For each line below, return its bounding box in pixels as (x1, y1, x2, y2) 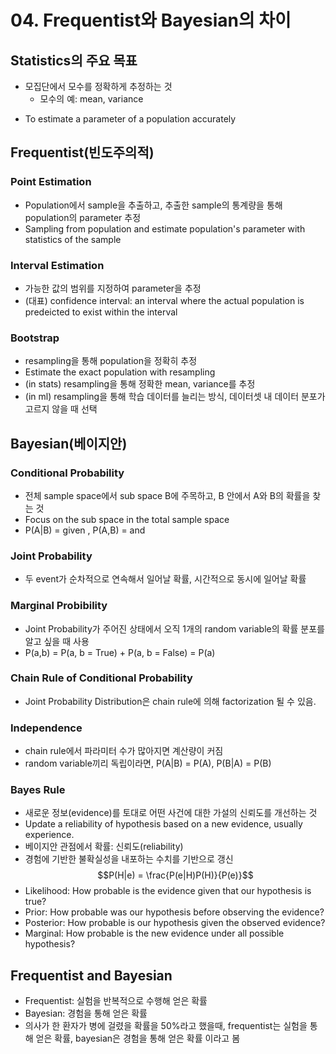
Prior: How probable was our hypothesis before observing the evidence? (24, 906, 325, 918)
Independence (10, 721, 83, 735)
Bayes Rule (10, 783, 66, 797)
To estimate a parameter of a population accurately (24, 113, 237, 125)
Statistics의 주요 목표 (10, 52, 138, 69)
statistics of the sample (24, 233, 122, 245)
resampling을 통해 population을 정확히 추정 (24, 355, 198, 367)
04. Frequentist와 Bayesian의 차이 (10, 9, 292, 32)
